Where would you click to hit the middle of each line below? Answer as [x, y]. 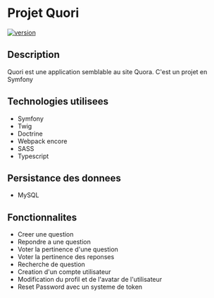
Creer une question [45, 234]
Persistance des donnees [64, 178]
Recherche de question [51, 264]
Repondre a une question [54, 242]
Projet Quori [43, 13]
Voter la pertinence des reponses [66, 257]
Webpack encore [42, 141]
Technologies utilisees [58, 101]
